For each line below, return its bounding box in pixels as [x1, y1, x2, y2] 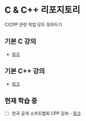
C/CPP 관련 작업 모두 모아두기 [4, 22, 62, 27]
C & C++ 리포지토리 [4, 4, 80, 16]
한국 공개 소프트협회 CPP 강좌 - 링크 [11, 111, 81, 117]
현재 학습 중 [4, 97, 38, 105]
